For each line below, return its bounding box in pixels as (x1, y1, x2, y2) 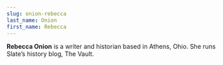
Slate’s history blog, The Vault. (6, 50, 95, 58)
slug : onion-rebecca (6, 10, 67, 17)
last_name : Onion (6, 17, 58, 24)
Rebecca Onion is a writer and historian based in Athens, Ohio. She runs (6, 43, 216, 51)
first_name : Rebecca (6, 23, 67, 30)
